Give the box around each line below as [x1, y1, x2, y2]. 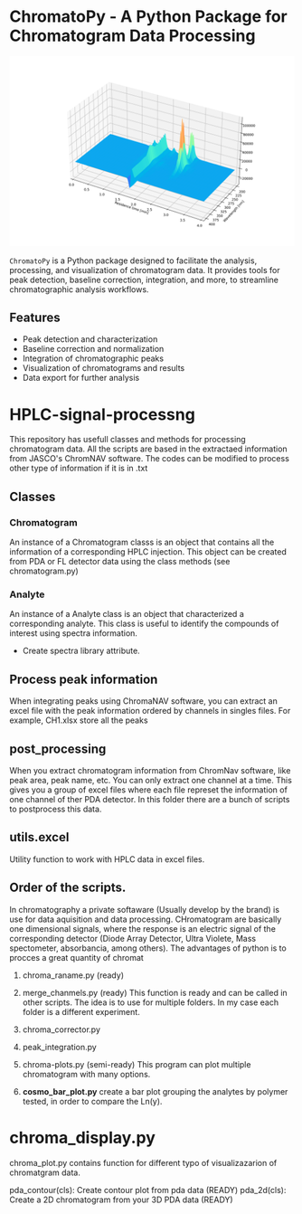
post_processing [9, 741, 107, 756]
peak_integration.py [22, 1041, 97, 1052]
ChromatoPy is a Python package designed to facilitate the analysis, [9, 255, 258, 266]
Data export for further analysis [22, 373, 140, 384]
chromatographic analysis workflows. [9, 283, 149, 295]
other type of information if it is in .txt [9, 463, 148, 474]
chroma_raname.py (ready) [22, 970, 125, 981]
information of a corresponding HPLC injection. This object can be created [9, 546, 287, 557]
